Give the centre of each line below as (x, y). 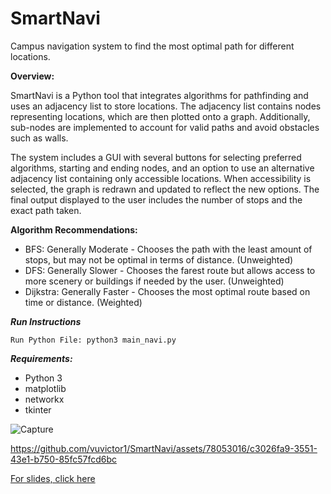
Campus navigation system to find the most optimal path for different (152, 46)
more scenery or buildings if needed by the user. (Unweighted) (154, 281)
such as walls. (39, 138)
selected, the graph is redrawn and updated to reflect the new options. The (165, 189)
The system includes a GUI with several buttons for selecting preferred (156, 157)
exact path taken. (46, 210)
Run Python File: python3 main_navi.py (93, 340)
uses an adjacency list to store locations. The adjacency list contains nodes (166, 106)
